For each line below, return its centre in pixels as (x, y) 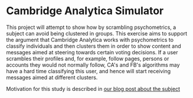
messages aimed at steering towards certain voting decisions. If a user (92, 52)
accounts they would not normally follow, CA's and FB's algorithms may (93, 65)
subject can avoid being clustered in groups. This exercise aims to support (97, 33)
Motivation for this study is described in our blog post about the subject (93, 89)
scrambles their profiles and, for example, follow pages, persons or (88, 58)
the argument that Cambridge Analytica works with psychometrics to (90, 40)
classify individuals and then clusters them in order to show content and (94, 46)
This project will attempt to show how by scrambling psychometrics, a (91, 27)
